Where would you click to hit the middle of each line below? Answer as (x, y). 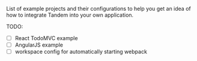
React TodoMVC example (46, 38)
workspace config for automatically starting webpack (81, 52)
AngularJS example (39, 45)
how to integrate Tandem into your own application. (70, 15)
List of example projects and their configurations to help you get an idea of (98, 9)
